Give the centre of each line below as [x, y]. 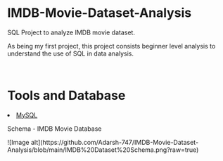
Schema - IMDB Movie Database [55, 129]
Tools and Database [66, 96]
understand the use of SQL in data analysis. [71, 53]
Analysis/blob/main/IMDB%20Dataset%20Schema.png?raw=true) [103, 150]
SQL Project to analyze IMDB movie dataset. [71, 32]
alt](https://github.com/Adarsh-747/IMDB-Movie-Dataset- [115, 142]
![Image [18, 142]
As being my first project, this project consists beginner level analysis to [111, 46]
